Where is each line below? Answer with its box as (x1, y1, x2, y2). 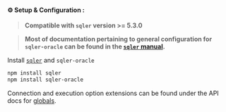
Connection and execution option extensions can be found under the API (7, 89, 219, 97)
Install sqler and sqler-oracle (7, 56, 95, 65)
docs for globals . (7, 96, 56, 105)
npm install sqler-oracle (7, 76, 83, 84)
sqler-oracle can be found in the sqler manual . (24, 42, 165, 51)
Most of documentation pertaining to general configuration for (24, 35, 213, 44)
